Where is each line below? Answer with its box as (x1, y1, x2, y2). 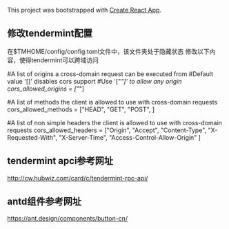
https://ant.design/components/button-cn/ (7, 214, 128, 223)
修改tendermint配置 (7, 28, 93, 39)
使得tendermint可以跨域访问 (19, 55, 99, 64)
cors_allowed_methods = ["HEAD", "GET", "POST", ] (7, 105, 155, 113)
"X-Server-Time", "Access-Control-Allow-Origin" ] (58, 133, 201, 141)
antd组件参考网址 (7, 196, 81, 208)
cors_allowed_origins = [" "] (7, 84, 85, 93)
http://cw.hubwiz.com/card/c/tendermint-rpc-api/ (7, 174, 148, 182)
